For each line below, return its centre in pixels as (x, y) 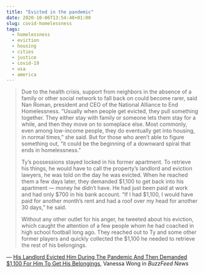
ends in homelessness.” (51, 150)
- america (24, 75)
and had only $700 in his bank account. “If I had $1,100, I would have (107, 195)
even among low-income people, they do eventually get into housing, (108, 131)
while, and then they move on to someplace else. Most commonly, (104, 124)
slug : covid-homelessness (39, 23)
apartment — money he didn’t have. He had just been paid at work (104, 188)
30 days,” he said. (44, 208)
